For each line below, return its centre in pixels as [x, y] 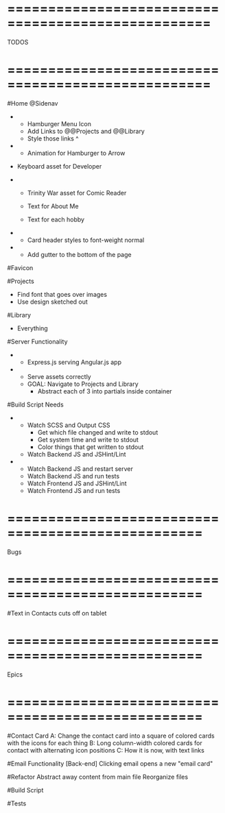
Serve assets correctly [59, 376]
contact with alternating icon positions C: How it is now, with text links [106, 750]
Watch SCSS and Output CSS [69, 425]
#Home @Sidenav [33, 103]
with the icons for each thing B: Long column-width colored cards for [105, 743]
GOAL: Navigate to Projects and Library [83, 384]
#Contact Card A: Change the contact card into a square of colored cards [111, 736]
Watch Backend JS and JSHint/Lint [76, 454]
